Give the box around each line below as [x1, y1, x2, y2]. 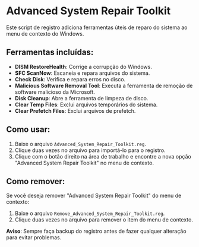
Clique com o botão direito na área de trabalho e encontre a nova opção [14, 153, 191, 160]
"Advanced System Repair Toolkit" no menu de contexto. [14, 159, 154, 166]
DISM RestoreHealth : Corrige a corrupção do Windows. [14, 63, 153, 70]
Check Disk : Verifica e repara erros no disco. [14, 75, 126, 83]
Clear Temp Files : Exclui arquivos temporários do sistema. [14, 101, 158, 108]
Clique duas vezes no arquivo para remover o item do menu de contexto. [14, 216, 193, 223]
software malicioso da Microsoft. [14, 88, 95, 96]
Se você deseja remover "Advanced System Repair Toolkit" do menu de [6, 192, 182, 199]
